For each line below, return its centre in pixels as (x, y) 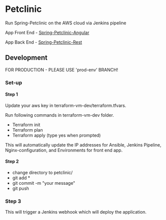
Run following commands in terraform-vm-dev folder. (59, 115)
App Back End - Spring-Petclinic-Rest (44, 42)
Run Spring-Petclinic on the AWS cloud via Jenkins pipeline (66, 23)
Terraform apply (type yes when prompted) (56, 135)
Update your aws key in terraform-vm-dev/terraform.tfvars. (66, 105)
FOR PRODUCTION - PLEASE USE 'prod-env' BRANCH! (62, 70)
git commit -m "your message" (44, 183)
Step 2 (12, 161)
